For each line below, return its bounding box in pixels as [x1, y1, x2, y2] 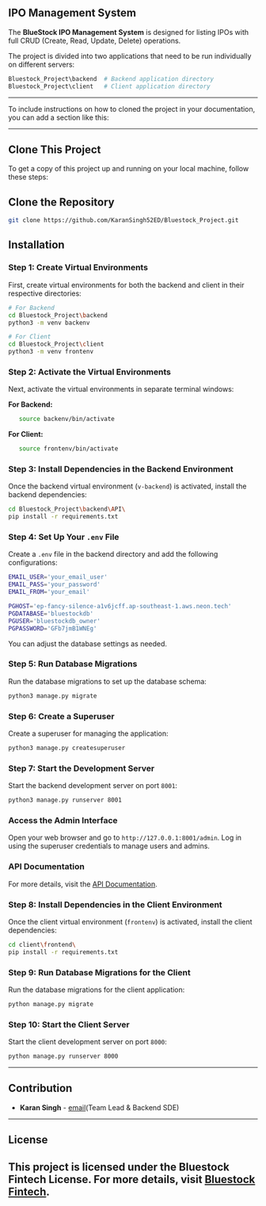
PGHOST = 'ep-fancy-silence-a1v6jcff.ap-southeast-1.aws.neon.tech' [8, 603, 232, 611]
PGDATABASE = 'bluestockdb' [8, 610, 93, 618]
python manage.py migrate [8, 1000, 93, 1008]
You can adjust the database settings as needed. [8, 638, 168, 649]
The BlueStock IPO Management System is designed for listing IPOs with [8, 27, 249, 36]
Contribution [8, 1082, 73, 1095]
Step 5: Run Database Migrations [8, 658, 138, 669]
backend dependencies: [8, 490, 87, 500]
